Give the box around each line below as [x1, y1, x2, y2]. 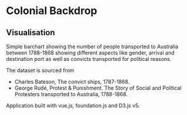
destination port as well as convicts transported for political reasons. [6, 56, 172, 62]
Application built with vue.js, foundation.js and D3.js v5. [6, 102, 140, 109]
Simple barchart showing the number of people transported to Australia [6, 43, 179, 50]
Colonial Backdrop [6, 4, 98, 18]
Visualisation [6, 28, 56, 38]
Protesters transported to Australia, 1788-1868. [14, 91, 128, 97]
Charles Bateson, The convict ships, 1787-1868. [14, 78, 130, 85]
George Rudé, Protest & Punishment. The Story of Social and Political [14, 84, 182, 92]
